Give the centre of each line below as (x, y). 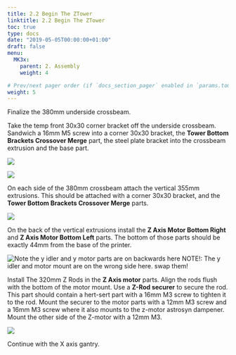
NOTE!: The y (201, 259)
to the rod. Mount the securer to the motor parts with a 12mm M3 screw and (117, 302)
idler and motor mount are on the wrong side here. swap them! (98, 266)
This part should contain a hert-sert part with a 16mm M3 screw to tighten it (117, 295)
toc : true (22, 27)
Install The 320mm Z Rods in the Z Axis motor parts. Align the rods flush (112, 280)
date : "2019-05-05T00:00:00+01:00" (59, 40)
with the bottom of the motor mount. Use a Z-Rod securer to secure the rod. (118, 287)
